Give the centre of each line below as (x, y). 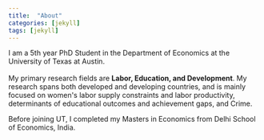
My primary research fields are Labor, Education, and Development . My (128, 78)
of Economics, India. (42, 127)
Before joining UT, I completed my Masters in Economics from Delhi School (132, 119)
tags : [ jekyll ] (34, 30)
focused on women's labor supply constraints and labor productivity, (122, 95)
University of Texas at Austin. (57, 61)
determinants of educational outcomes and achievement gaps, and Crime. (130, 103)
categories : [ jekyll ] (44, 23)
